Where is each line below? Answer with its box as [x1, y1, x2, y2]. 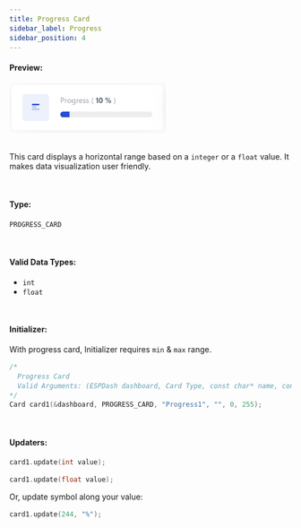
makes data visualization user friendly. [9, 161, 151, 172]
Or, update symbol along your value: [9, 491, 143, 502]
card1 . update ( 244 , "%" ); [9, 510, 102, 519]
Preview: [9, 62, 43, 73]
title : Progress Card [9, 14, 90, 23]
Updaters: [9, 437, 47, 447]
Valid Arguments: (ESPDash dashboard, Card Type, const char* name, [17, 381, 279, 390]
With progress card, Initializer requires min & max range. [9, 343, 212, 354]
